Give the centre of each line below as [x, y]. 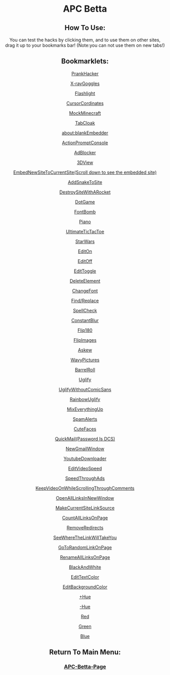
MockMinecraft [85, 113]
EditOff [85, 261]
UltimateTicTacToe [85, 231]
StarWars [85, 241]
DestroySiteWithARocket [85, 192]
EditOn [85, 251]
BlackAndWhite [85, 567]
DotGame [85, 202]
